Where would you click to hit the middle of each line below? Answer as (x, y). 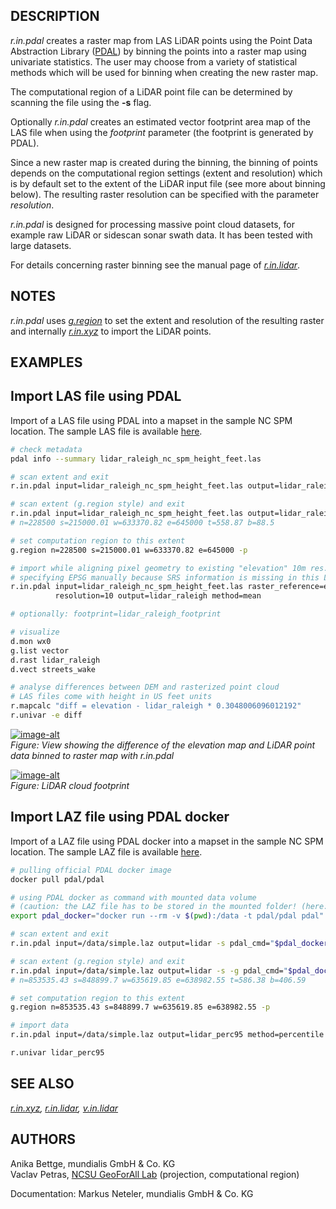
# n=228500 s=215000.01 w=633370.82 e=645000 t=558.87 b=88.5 (142, 523)
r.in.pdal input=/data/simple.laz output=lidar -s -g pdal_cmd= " (149, 970)
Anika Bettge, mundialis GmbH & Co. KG (93, 1163)
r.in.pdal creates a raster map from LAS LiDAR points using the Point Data (161, 40)
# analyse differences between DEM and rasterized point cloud (145, 687)
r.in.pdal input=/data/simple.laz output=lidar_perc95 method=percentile (167, 1035)
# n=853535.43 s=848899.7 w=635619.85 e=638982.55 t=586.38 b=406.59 (158, 980)
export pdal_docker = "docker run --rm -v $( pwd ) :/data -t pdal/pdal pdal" (167, 916)
